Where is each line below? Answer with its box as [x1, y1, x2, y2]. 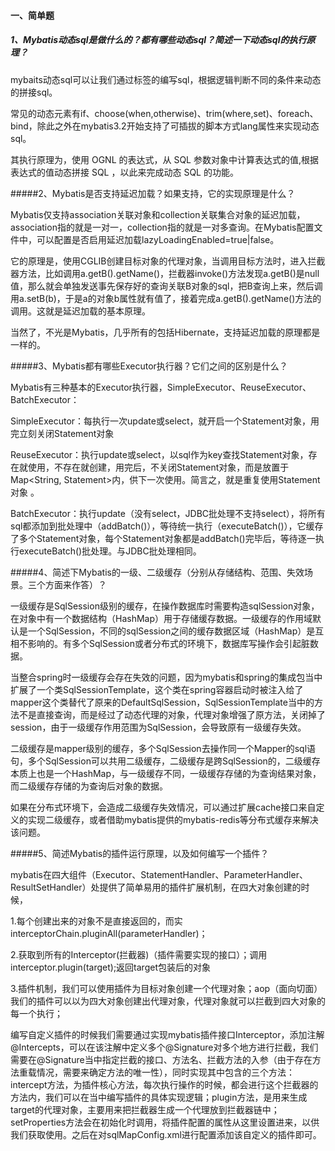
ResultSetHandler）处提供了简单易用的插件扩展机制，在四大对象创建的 [10, 881, 302, 893]
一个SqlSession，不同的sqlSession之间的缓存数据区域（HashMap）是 [27, 625, 316, 637]
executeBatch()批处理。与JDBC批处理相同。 [18, 545, 202, 557]
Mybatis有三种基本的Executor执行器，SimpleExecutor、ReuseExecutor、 [10, 381, 312, 393]
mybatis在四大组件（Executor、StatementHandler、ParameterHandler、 [10, 868, 308, 880]
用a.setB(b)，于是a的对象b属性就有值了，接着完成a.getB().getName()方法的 [10, 292, 322, 304]
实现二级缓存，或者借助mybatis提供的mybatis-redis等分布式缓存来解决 [27, 813, 319, 825]
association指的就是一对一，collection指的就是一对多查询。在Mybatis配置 [10, 221, 315, 233]
